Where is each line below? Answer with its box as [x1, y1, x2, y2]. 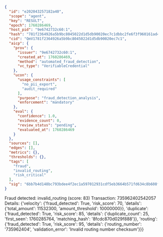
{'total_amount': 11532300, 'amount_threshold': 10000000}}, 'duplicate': [4, 205, 149, 211]
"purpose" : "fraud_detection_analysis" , [17, 95, 101, 100]
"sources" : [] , [9, 141, 40, 146]
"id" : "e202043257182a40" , [9, 9, 64, 14]
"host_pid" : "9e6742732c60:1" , [9, 27, 72, 32]
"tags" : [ [9, 159, 29, 164]
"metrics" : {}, [9, 150, 40, 155]
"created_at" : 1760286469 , [17, 54, 72, 60]
